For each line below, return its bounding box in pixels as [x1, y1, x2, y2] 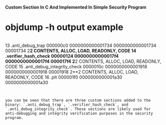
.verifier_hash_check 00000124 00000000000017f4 [5, 53, 119, 59]
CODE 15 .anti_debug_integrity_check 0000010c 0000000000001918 [5, 63, 147, 69]
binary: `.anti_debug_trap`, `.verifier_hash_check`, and [5, 102, 128, 107]
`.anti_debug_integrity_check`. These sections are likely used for [5, 107, 151, 112]
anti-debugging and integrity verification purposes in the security [5, 111, 153, 116]
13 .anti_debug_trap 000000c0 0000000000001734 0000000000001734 [5, 42, 156, 48]
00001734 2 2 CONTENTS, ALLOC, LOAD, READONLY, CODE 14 [5, 47, 136, 54]
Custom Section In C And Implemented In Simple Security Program [5, 4, 146, 10]
